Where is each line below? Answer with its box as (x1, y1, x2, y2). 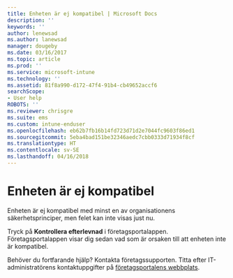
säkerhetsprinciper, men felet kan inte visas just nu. (7, 214, 156, 222)
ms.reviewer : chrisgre (7, 108, 73, 115)
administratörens (7, 263, 56, 271)
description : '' (7, 17, 54, 24)
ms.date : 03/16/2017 (7, 50, 68, 57)
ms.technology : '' (7, 75, 61, 82)
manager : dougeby (7, 43, 58, 50)
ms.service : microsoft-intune (7, 68, 96, 75)
